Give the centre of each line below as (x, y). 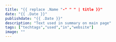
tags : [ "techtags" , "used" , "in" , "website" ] (49, 28)
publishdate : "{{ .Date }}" (34, 18)
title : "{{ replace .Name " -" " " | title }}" (54, 9)
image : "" (15, 32)
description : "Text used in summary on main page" (58, 23)
